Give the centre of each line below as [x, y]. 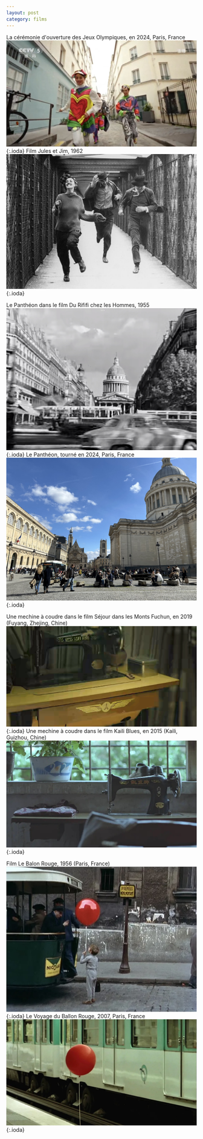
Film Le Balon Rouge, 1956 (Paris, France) [58, 863]
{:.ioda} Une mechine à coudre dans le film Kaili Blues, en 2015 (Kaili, [92, 731]
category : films [27, 19]
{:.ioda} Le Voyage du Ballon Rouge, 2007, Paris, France [76, 1016]
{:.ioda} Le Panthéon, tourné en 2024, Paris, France [70, 454]
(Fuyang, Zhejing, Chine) [37, 623]
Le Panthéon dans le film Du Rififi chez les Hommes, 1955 [78, 305]
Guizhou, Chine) [27, 738]
